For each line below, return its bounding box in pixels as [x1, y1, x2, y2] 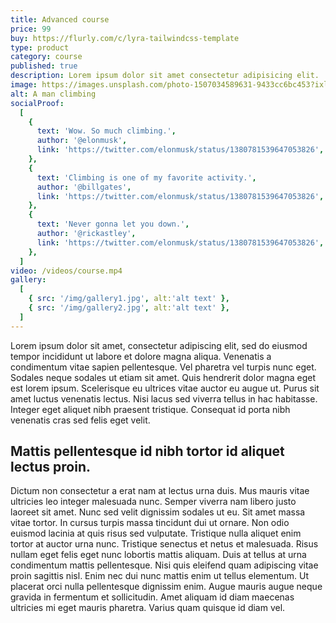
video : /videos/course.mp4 [10, 266, 123, 276]
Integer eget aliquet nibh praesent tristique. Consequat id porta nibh [10, 403, 291, 415]
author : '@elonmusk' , [36, 136, 128, 146]
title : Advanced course [10, 14, 110, 25]
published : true [10, 61, 78, 71]
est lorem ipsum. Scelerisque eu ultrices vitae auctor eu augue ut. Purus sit [10, 382, 320, 394]
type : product [10, 42, 70, 53]
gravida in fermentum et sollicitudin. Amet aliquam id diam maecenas [10, 591, 295, 603]
